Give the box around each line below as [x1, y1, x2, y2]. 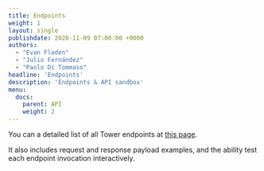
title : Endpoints [8, 11, 66, 20]
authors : [8, 41, 37, 49]
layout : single [8, 26, 59, 34]
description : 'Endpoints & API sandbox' [8, 78, 145, 86]
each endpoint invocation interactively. [8, 154, 135, 163]
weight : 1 [8, 19, 41, 27]
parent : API [22, 100, 62, 108]
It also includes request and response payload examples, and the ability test [8, 145, 258, 154]
